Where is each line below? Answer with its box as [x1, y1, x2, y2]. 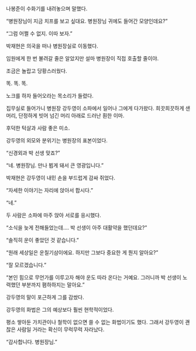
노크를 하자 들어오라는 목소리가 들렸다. [6, 93, 94, 99]
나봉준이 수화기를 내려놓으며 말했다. [6, 5, 88, 12]
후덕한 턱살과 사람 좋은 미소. [6, 125, 70, 131]
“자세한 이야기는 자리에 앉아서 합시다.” [6, 187, 94, 193]
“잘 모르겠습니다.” [6, 261, 47, 268]
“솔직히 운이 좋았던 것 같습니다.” [6, 237, 79, 243]
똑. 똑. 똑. [6, 80, 28, 87]
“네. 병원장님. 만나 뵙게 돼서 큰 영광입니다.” [6, 162, 104, 169]
